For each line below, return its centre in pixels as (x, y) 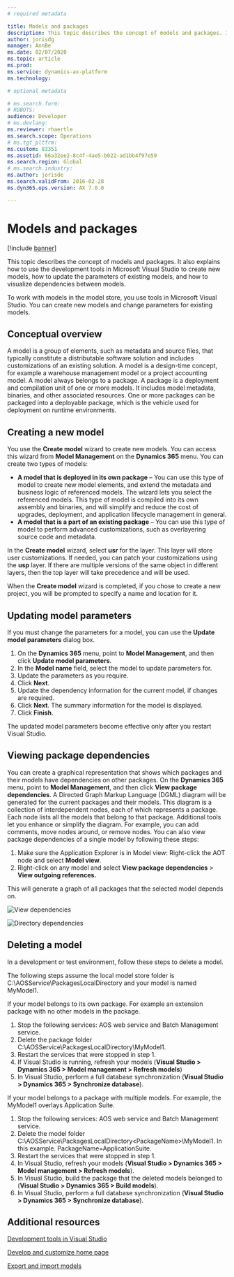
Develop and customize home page (58, 1253)
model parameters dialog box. (51, 640)
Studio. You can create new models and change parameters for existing (110, 305)
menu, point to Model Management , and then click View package (102, 787)
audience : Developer (37, 117)
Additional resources (54, 1222)
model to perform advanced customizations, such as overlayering (112, 530)
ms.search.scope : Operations (49, 136)
